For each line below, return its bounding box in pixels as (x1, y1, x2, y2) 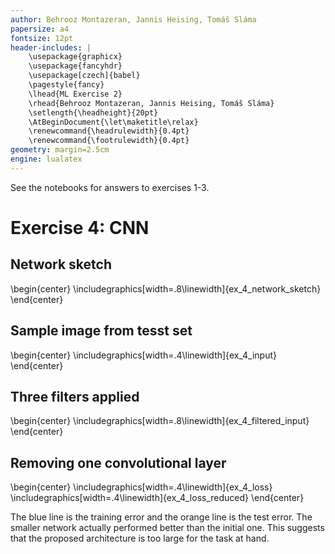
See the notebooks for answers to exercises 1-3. (10, 181, 210, 193)
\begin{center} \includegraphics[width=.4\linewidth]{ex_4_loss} (10, 481, 273, 493)
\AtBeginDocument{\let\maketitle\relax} (28, 117, 199, 127)
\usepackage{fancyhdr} (28, 61, 123, 71)
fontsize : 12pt (10, 33, 74, 43)
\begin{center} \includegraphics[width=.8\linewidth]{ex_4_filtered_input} (10, 415, 310, 427)
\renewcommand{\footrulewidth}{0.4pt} (28, 136, 190, 146)
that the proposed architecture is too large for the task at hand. (10, 532, 270, 545)
